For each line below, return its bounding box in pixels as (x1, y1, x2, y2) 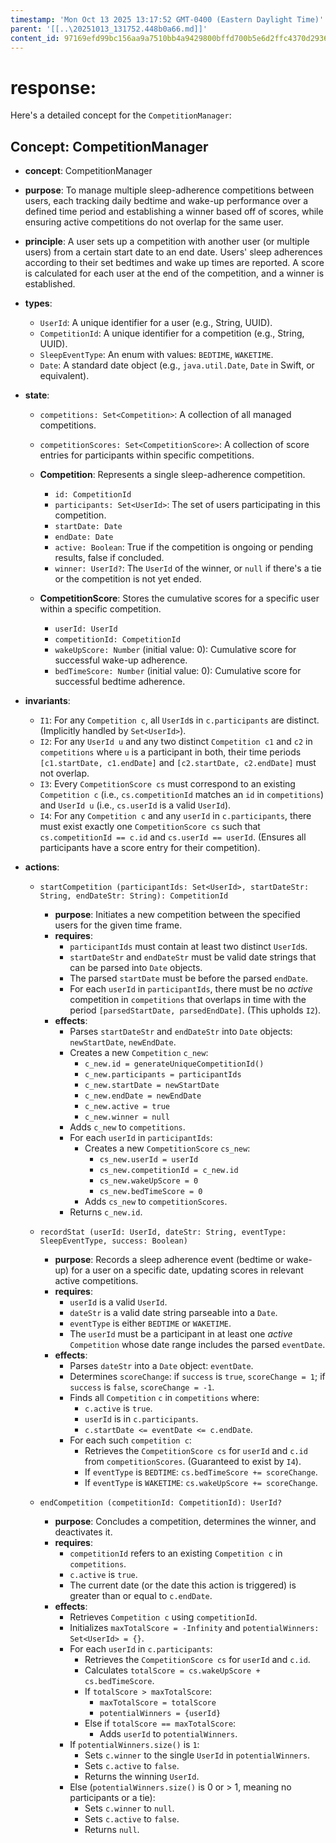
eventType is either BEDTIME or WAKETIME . (69, 1317, 232, 1330)
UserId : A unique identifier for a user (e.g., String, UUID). (39, 317, 273, 329)
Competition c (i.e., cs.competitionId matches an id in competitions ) (39, 789, 325, 801)
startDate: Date (54, 522, 123, 532)
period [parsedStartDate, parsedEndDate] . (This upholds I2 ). (69, 1004, 322, 1016)
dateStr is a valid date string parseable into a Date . (69, 1307, 278, 1319)
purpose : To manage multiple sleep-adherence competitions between (24, 184, 315, 196)
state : (24, 389, 50, 401)
